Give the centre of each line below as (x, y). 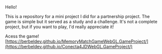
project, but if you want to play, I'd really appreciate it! (60, 27)
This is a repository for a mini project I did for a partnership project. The (77, 16)
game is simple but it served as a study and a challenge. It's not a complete (81, 22)
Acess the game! (22, 36)
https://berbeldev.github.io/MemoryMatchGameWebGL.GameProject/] (78, 41)
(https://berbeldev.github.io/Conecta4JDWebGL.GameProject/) (69, 46)
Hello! (11, 7)
